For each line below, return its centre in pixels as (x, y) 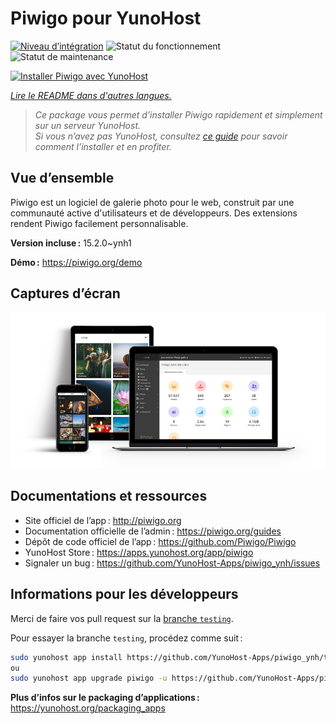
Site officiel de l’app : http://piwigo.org (103, 520)
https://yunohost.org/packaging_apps (88, 708)
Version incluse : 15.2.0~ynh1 (71, 243)
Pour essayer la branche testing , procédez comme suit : (126, 638)
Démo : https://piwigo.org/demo (76, 262)
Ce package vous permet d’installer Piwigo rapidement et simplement (178, 114)
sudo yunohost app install (66, 657)
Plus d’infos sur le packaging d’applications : (105, 698)
